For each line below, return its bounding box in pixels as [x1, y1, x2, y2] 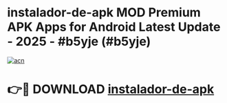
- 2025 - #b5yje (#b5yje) [7, 34, 151, 49]
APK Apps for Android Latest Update [7, 19, 221, 35]
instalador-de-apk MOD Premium [7, 5, 201, 20]
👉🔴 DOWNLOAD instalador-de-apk [7, 82, 215, 97]
